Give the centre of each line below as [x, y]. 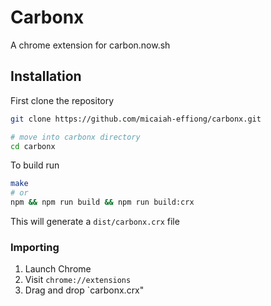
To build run [35, 165]
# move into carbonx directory [75, 137]
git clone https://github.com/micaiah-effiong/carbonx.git [136, 119]
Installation [46, 76]
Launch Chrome [58, 269]
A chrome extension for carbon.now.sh [90, 45]
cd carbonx [33, 146]
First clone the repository [62, 100]
